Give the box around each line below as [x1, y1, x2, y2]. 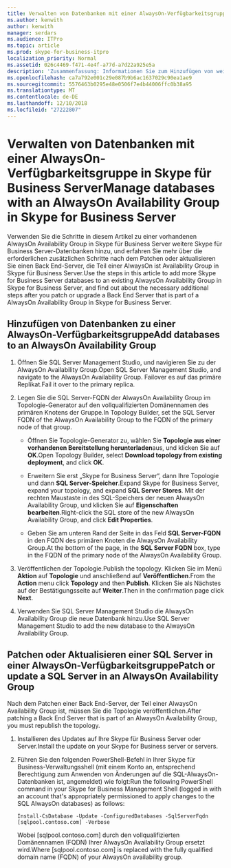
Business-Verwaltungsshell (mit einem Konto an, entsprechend [16, 763, 196, 771]
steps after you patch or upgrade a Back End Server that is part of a [7, 290, 199, 299]
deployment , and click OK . [27, 458, 104, 466]
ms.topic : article [7, 42, 60, 49]
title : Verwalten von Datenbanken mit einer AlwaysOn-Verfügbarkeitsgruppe [7, 10, 229, 17]
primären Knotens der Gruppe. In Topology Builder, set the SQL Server [16, 408, 215, 416]
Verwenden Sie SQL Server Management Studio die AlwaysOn [16, 606, 194, 615]
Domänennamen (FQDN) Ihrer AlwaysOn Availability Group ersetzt [16, 838, 205, 847]
